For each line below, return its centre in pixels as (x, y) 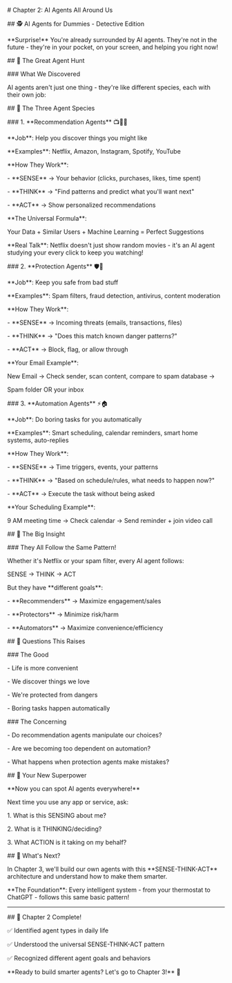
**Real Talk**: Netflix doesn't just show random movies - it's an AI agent (111, 245)
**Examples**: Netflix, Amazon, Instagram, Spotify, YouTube (94, 151)
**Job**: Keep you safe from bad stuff (63, 282)
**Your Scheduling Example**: (51, 507)
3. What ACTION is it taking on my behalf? (67, 842)
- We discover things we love (49, 681)
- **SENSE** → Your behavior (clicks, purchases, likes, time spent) (104, 178)
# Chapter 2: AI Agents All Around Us (60, 10)
